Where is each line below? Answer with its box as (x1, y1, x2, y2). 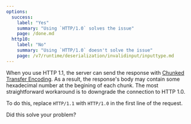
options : (6, 8, 28, 15)
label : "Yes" (17, 20, 49, 26)
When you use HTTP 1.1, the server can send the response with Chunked (6, 69, 184, 76)
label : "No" (17, 42, 46, 48)
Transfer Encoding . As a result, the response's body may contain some (6, 75, 180, 82)
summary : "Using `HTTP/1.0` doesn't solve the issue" (17, 47, 153, 53)
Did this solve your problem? (6, 111, 76, 118)
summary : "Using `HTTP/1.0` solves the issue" (17, 25, 134, 31)
